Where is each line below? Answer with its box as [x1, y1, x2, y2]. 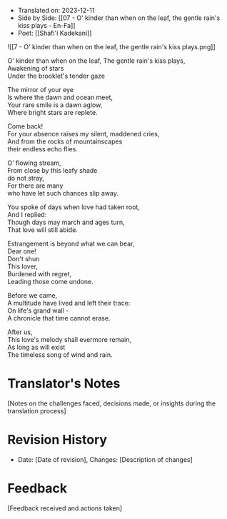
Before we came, [7, 291, 58, 299]
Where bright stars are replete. [7, 109, 98, 116]
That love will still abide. [7, 226, 79, 234]
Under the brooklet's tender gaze [7, 71, 106, 80]
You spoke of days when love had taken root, [7, 203, 141, 211]
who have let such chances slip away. [7, 189, 119, 197]
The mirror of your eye [7, 86, 74, 94]
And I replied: [7, 211, 47, 218]
